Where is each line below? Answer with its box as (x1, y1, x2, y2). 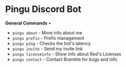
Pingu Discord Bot (5, 3, 81, 15)
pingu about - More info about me (12, 29, 82, 35)
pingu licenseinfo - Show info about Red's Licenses (12, 51, 121, 57)
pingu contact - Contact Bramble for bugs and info (12, 56, 117, 62)
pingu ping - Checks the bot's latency (12, 40, 91, 46)
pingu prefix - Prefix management (12, 35, 84, 41)
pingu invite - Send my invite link (12, 45, 83, 51)
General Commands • (5, 20, 51, 26)
